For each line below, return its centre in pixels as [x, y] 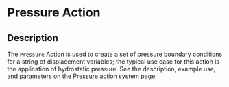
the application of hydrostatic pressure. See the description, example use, [111, 69]
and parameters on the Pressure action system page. [82, 76]
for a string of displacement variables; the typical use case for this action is [113, 62]
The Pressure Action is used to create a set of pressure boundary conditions [115, 54]
